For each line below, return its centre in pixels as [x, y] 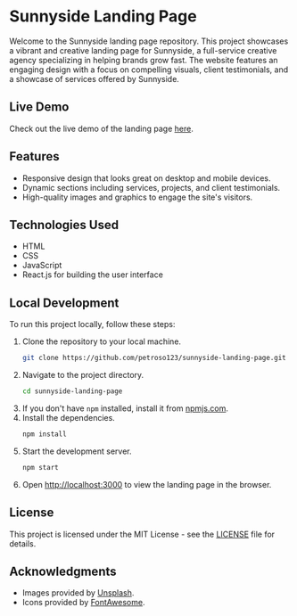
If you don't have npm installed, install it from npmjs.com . [125, 408]
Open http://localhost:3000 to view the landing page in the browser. [147, 484]
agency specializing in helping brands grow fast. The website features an [144, 60]
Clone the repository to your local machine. [101, 341]
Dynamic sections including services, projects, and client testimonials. [151, 187]
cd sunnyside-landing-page [72, 391]
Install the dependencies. [69, 417]
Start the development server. [77, 451]
